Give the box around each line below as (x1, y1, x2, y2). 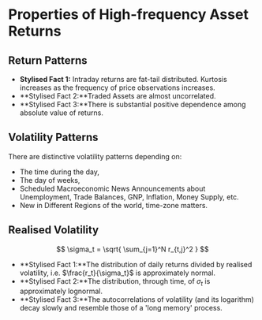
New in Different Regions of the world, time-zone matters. (19, 200, 208, 210)
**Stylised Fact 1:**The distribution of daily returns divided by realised (19, 259, 253, 269)
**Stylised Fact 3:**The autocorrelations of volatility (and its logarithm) (19, 295, 255, 304)
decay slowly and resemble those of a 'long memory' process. (19, 303, 223, 313)
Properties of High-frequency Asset (8, 6, 249, 24)
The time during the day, (19, 167, 100, 177)
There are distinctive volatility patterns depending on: (8, 151, 182, 161)
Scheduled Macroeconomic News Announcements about (19, 184, 206, 193)
